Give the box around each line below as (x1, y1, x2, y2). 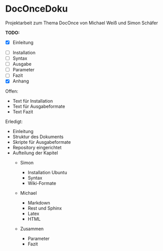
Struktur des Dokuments (12, 134, 64, 140)
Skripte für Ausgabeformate (12, 139, 71, 145)
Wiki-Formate (27, 180, 57, 186)
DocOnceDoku (5, 3, 68, 15)
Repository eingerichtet (12, 145, 62, 151)
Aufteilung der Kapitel (12, 150, 58, 156)
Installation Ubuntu (27, 170, 67, 176)
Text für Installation (12, 98, 53, 104)
